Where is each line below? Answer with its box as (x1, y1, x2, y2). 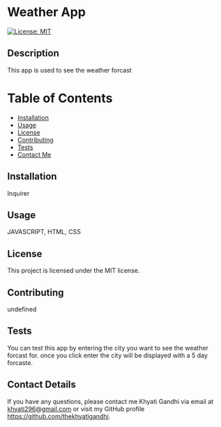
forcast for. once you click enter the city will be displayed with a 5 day (7, 351, 208, 359)
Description (7, 47, 59, 59)
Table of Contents (7, 90, 113, 106)
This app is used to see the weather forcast (7, 65, 132, 74)
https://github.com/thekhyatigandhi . (7, 412, 111, 420)
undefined (7, 304, 37, 313)
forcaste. (7, 358, 33, 366)
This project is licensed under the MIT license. (7, 266, 140, 275)
